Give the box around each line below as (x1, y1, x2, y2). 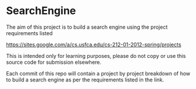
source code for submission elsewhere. (6, 59, 102, 66)
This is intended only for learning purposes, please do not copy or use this (6, 52, 186, 59)
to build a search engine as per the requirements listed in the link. (6, 76, 164, 83)
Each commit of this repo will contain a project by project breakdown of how (6, 70, 191, 77)
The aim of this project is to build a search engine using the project (6, 23, 168, 30)
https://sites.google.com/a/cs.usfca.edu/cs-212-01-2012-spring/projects (6, 41, 182, 48)
